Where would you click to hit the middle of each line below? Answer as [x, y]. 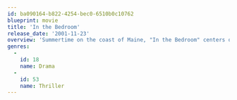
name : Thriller [42, 86]
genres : [19, 46]
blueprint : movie [33, 20]
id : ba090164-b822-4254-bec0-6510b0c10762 [71, 14]
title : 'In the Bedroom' [44, 27]
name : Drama [37, 66]
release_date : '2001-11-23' [49, 33]
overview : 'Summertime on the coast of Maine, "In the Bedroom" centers [116, 40]
